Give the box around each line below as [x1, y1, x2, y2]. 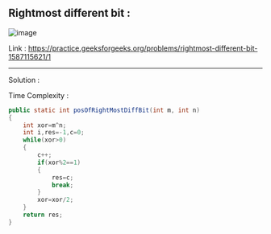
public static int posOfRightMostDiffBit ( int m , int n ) [8, 106, 200, 114]
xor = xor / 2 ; [37, 196, 74, 204]
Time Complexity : [8, 90, 69, 100]
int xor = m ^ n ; [23, 121, 67, 129]
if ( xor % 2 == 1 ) [37, 158, 81, 166]
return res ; [23, 211, 63, 220]
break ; [51, 181, 74, 189]
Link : [8, 43, 27, 53]
